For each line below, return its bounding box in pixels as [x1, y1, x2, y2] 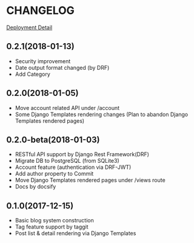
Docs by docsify [15, 183, 56, 190]
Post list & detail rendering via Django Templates [15, 230, 136, 237]
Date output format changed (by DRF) [15, 64, 110, 71]
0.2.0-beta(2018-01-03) [6, 134, 100, 145]
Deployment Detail [6, 24, 53, 31]
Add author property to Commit [15, 170, 94, 177]
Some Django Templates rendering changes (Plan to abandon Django [15, 111, 189, 118]
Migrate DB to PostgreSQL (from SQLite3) [15, 157, 119, 165]
